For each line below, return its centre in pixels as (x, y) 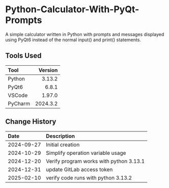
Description (60, 136)
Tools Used (23, 56)
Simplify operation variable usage (86, 153)
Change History (31, 122)
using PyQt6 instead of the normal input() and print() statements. (73, 40)
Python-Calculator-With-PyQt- (72, 9)
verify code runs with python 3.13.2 (89, 178)
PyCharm (19, 103)
